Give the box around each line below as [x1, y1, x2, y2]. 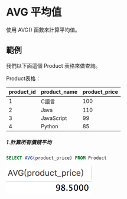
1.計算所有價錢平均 [6, 139, 52, 146]
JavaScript [41, 115, 67, 122]
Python [41, 123, 58, 130]
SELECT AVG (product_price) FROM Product [6, 155, 108, 161]
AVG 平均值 [6, 5, 62, 19]
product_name [41, 89, 78, 96]
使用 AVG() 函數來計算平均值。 [6, 26, 81, 33]
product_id [8, 89, 37, 96]
